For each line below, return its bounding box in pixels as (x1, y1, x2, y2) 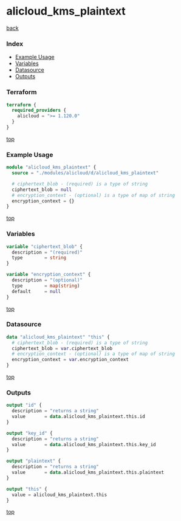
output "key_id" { (6, 430, 53, 436)
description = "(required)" (12, 249, 83, 255)
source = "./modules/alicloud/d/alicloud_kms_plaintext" (12, 170, 159, 176)
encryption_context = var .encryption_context (12, 357, 129, 363)
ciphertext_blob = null (12, 187, 72, 193)
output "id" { (6, 402, 43, 409)
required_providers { (12, 108, 67, 114)
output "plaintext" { (6, 458, 61, 464)
